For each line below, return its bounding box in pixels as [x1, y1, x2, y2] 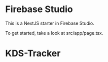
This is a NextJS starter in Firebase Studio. [5, 20, 95, 26]
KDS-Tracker [5, 48, 61, 59]
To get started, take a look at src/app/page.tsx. [5, 30, 103, 36]
